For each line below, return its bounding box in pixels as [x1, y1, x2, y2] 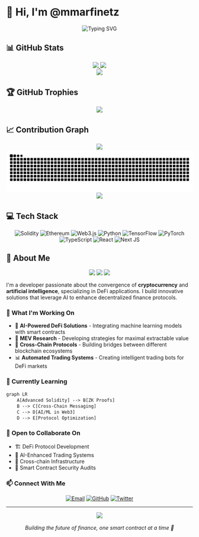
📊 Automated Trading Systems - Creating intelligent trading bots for [14, 354, 185, 361]
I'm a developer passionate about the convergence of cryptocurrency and [6, 281, 188, 288]
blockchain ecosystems [14, 347, 73, 355]
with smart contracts [14, 329, 66, 336]
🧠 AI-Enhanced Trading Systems [14, 451, 95, 459]
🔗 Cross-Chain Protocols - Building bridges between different [14, 341, 167, 348]
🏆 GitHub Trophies [6, 87, 79, 97]
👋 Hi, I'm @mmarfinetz [6, 5, 120, 19]
